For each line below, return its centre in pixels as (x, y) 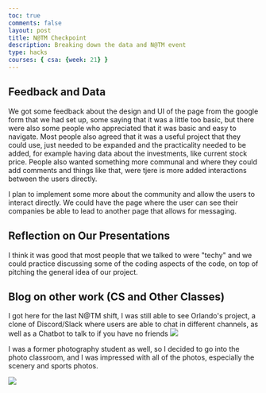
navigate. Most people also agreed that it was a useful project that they (124, 137)
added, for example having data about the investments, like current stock (128, 153)
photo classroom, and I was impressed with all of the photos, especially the (131, 357)
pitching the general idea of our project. (73, 272)
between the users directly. (53, 179)
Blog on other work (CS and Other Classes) (116, 297)
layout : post (30, 30)
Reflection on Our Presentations (89, 236)
